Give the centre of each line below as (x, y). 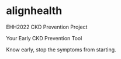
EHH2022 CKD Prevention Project (47, 27)
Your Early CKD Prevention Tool (44, 38)
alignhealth (34, 11)
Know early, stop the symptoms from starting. (61, 49)
